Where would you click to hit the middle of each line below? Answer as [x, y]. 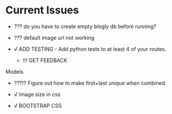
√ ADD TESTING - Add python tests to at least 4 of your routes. [90, 49]
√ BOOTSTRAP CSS [38, 105]
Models [15, 71]
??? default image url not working [54, 37]
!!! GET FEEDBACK [45, 60]
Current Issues [42, 10]
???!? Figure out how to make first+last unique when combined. [90, 83]
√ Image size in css [37, 94]
